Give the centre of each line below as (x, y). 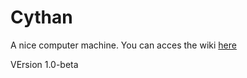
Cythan (41, 17)
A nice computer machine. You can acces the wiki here (123, 45)
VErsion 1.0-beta (44, 64)
